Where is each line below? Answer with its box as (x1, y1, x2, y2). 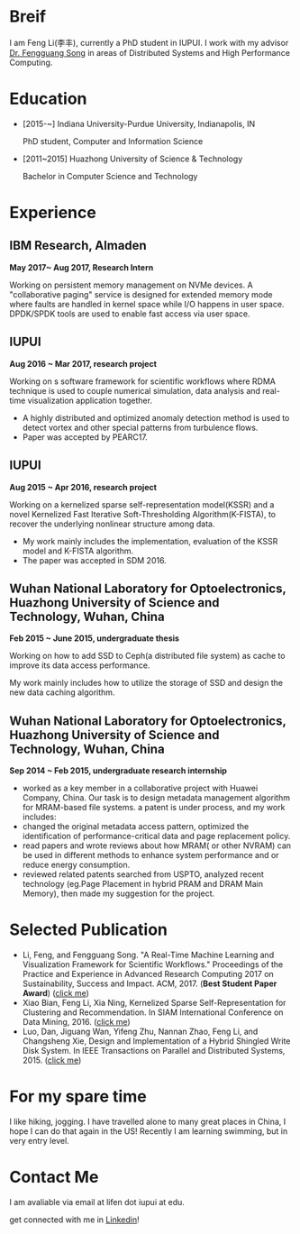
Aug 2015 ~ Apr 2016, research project (9, 481, 158, 492)
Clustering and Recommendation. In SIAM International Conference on (22, 1007, 284, 1018)
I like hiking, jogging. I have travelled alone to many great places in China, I (9, 1116, 286, 1127)
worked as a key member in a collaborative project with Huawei (22, 782, 259, 794)
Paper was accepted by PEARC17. (22, 431, 149, 443)
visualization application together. (27, 395, 153, 406)
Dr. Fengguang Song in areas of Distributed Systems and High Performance (9, 47, 291, 58)
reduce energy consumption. (22, 859, 131, 871)
